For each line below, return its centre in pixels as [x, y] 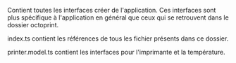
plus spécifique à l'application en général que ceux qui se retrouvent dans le [118, 17]
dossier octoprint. [33, 25]
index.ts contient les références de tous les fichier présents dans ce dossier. [118, 38]
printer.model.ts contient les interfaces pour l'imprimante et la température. [116, 52]
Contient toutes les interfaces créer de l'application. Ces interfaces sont [112, 10]
